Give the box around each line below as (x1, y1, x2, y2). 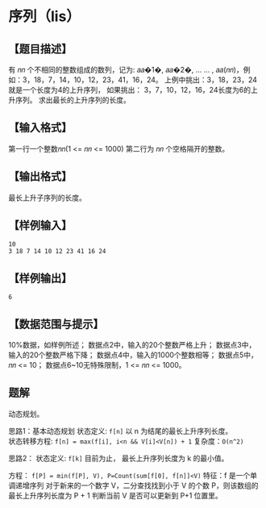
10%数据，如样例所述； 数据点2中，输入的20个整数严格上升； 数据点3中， (8, 340, 256, 350)
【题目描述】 (8, 42, 73, 56)
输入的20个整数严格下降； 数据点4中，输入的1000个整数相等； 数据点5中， (8, 350, 258, 360)
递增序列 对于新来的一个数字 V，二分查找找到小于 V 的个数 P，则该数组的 (15, 481, 259, 490)
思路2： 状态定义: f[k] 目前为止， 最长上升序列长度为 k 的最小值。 (8, 453, 229, 463)
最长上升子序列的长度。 (8, 193, 86, 202)
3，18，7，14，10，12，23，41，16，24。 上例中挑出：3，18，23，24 (22, 75, 258, 85)
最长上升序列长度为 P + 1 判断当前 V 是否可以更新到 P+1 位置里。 (8, 490, 223, 500)
